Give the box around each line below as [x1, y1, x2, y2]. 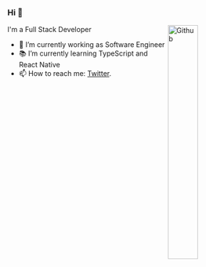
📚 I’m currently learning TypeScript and [18, 49, 148, 58]
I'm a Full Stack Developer [7, 25, 92, 34]
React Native [18, 60, 60, 70]
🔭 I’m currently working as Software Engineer [18, 40, 165, 49]
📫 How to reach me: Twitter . [18, 69, 111, 78]
